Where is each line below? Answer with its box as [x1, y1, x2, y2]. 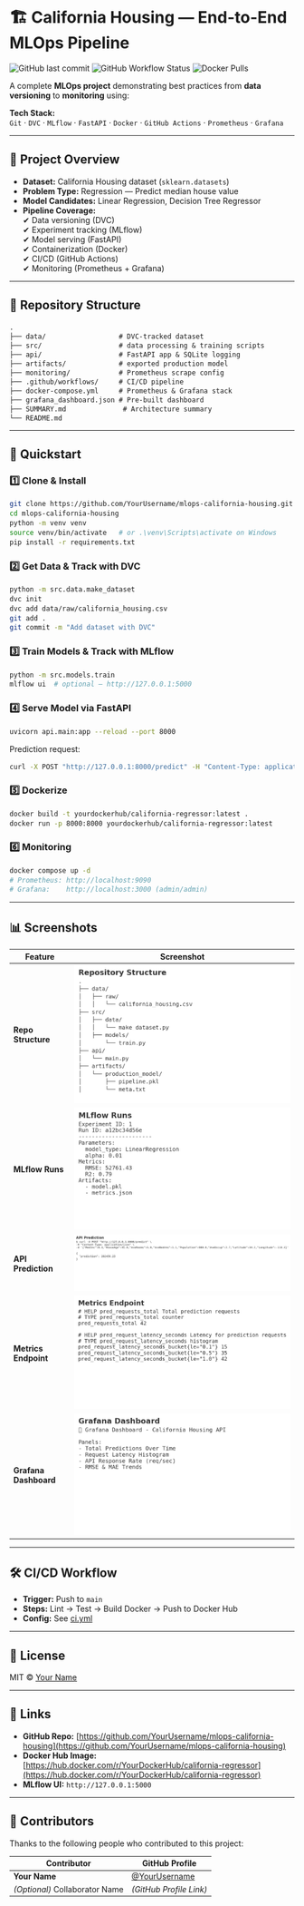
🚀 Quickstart [9, 446, 81, 462]
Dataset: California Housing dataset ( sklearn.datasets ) [22, 176, 230, 187]
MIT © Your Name [9, 1671, 78, 1683]
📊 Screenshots [9, 920, 98, 935]
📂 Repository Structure [9, 298, 141, 313]
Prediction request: [9, 743, 81, 754]
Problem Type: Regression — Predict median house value [22, 185, 240, 196]
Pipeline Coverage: [22, 205, 97, 216]
